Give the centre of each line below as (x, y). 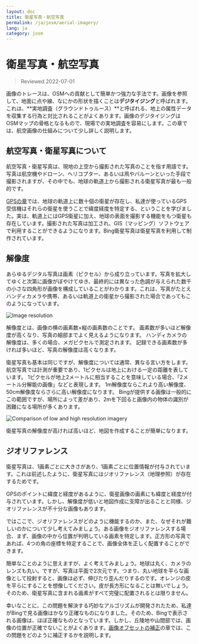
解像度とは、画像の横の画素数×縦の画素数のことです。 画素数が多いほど (93, 327)
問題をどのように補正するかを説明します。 (62, 635)
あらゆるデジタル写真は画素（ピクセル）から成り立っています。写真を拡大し (99, 274)
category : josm (25, 34)
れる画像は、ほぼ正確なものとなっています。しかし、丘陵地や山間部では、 (96, 620)
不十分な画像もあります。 (78, 509)
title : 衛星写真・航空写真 (35, 17)
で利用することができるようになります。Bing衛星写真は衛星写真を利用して (96, 231)
